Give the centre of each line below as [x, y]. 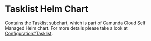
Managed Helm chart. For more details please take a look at [67, 28]
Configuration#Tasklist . [29, 33]
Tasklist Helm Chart [47, 9]
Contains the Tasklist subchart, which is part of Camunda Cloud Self [75, 23]
